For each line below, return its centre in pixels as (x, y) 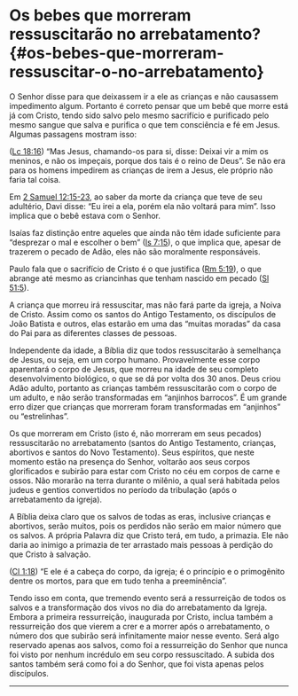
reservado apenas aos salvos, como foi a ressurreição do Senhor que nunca (149, 645)
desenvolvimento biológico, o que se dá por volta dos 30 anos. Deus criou (145, 379)
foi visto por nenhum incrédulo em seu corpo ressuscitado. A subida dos (142, 654)
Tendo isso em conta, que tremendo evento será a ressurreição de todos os (148, 598)
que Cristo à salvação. (50, 554)
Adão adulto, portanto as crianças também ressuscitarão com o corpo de (143, 387)
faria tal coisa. (35, 179)
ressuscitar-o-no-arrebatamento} (137, 72)
